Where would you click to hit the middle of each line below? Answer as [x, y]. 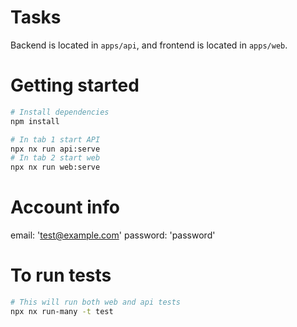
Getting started [75, 85]
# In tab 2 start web [55, 158]
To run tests [61, 275]
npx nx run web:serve [55, 167]
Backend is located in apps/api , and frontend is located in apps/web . [149, 45]
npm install [35, 121]
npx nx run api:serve [55, 149]
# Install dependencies [60, 112]
